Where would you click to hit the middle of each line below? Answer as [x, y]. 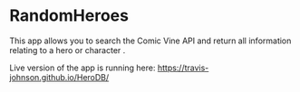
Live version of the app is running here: [82, 68]
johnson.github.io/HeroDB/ [59, 77]
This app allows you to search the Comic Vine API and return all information [150, 41]
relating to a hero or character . [68, 50]
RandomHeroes [69, 16]
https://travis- [183, 68]
